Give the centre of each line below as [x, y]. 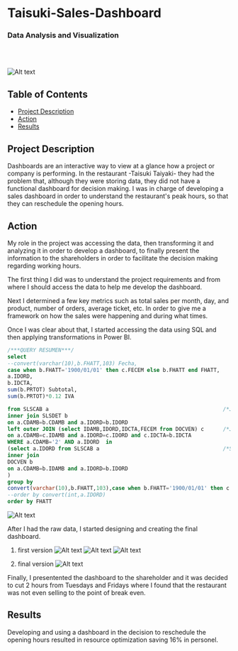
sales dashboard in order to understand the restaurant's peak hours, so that [118, 196]
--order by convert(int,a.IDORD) [57, 495]
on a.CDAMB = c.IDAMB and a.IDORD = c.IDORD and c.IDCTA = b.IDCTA [100, 436]
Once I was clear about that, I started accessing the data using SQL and [112, 329]
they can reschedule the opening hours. [66, 204]
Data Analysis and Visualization [63, 35]
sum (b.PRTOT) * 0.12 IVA [41, 396]
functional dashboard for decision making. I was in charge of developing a [116, 189]
